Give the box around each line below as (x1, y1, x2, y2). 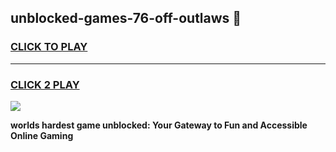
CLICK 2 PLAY (10, 77, 80, 91)
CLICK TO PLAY (10, 40, 88, 54)
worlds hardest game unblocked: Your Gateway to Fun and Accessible (10, 119, 308, 131)
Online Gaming (10, 129, 74, 141)
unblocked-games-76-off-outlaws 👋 (10, 10, 242, 27)
